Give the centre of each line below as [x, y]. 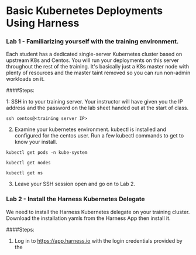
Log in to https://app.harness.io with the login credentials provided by [98, 240]
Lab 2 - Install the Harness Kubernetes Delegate [75, 199]
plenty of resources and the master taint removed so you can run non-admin [98, 73]
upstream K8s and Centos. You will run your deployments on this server [93, 60]
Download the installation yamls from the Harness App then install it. [88, 218]
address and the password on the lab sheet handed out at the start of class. [97, 108]
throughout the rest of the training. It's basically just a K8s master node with [97, 67]
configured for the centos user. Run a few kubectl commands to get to [99, 136]
